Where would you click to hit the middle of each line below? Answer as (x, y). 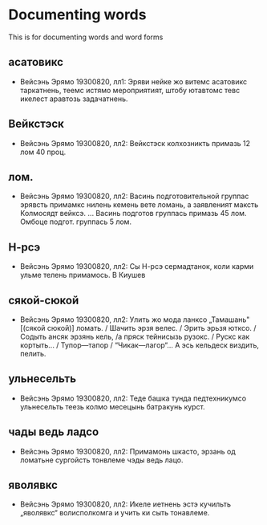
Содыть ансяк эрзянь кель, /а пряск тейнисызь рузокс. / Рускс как (135, 336)
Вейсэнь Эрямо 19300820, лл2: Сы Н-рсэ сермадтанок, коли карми (137, 267)
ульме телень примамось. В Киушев (83, 275)
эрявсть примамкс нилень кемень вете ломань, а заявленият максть (139, 205)
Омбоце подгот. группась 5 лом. (76, 222)
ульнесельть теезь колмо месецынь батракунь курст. (113, 406)
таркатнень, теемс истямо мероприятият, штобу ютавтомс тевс (130, 90)
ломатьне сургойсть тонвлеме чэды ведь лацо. (101, 460)
